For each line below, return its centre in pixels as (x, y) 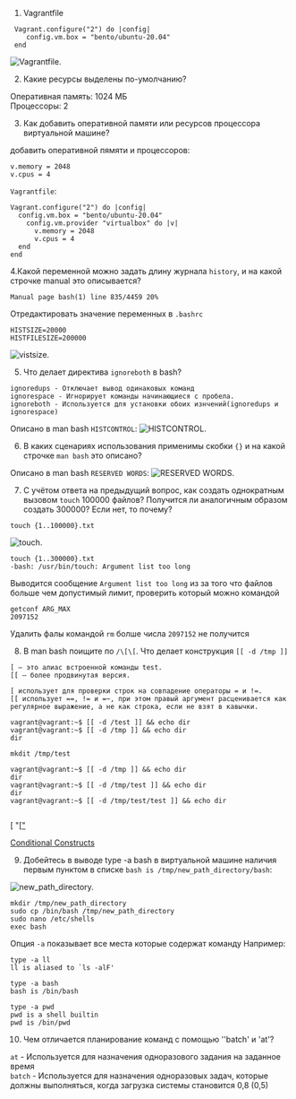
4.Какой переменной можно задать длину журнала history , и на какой (146, 271)
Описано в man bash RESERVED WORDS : (80, 473)
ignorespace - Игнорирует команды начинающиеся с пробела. (123, 396)
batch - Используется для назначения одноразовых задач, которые (140, 1076)
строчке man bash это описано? (82, 455)
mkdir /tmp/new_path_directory (68, 904)
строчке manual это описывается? (76, 281)
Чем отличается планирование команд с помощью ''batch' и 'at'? (148, 1039)
